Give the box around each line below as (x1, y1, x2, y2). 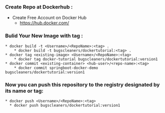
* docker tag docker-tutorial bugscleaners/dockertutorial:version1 (14, 56, 158, 61)
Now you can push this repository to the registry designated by (5, 81, 160, 88)
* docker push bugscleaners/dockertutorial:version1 (9, 103, 121, 108)
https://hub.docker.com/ (19, 20, 69, 26)
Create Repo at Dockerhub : (5, 3, 73, 10)
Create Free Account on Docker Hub (12, 15, 87, 21)
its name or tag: (5, 87, 43, 94)
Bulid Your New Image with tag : (5, 32, 83, 39)
